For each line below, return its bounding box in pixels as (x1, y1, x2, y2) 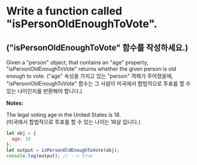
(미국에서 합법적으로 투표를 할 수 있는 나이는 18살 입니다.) (6, 119, 141, 125)
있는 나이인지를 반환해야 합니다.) (6, 87, 83, 95)
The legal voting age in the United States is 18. (6, 111, 122, 118)
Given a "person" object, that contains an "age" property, (6, 59, 149, 66)
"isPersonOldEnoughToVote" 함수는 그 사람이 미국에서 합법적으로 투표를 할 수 (6, 80, 191, 87)
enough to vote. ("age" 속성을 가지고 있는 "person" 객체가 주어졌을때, (6, 72, 174, 79)
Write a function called (6, 4, 122, 18)
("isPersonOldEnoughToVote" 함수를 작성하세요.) (6, 42, 189, 52)
